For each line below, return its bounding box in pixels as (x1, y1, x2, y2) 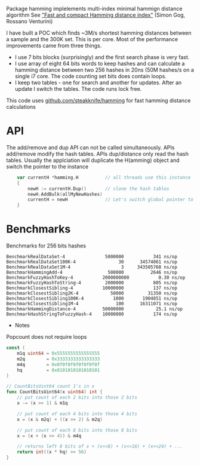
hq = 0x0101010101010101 (17, 367, 100, 373)
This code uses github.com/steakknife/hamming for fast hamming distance (6, 97, 191, 104)
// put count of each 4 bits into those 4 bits (17, 410, 137, 417)
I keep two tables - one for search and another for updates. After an (14, 79, 182, 86)
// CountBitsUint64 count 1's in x (6, 384, 95, 390)
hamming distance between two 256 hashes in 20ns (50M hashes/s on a (14, 66, 194, 73)
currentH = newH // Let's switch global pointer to (27, 197, 194, 203)
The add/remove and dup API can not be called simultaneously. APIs (6, 143, 175, 151)
